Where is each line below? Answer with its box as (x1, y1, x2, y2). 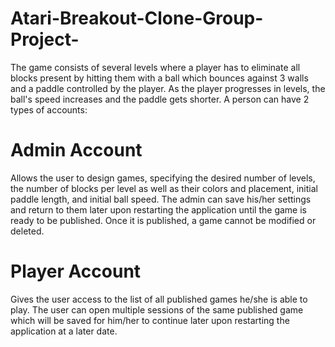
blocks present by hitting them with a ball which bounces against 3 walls (10, 72, 309, 84)
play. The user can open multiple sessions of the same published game (10, 303, 304, 316)
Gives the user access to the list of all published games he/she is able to (10, 293, 308, 305)
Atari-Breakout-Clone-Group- (10, 7, 264, 30)
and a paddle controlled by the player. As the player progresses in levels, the (10, 82, 326, 94)
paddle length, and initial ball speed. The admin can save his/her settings (10, 193, 312, 205)
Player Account (10, 260, 142, 283)
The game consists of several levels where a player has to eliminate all (10, 61, 301, 73)
